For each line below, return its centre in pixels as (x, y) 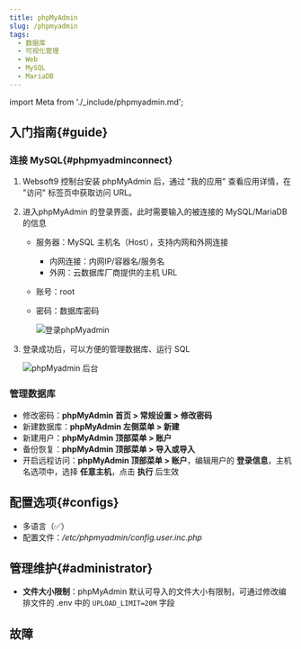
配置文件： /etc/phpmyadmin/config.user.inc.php (112, 537)
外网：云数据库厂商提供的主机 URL (113, 273)
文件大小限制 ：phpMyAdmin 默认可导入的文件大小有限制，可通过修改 (150, 591)
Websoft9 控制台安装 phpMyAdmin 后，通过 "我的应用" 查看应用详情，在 (157, 182)
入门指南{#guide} (59, 133)
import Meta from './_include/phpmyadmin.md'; (97, 102)
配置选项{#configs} (64, 503)
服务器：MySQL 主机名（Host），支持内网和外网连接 (132, 242)
